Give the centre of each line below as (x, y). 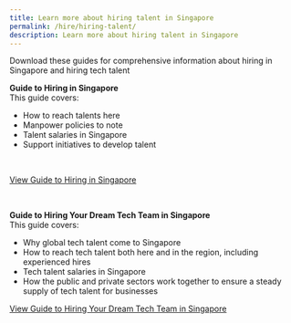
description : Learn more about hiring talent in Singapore (124, 35)
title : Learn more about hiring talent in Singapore (112, 18)
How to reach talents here (71, 116)
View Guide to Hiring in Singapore (73, 180)
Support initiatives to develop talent (89, 145)
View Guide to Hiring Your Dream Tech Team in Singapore (118, 309)
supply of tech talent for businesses (90, 291)
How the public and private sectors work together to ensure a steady (152, 281)
